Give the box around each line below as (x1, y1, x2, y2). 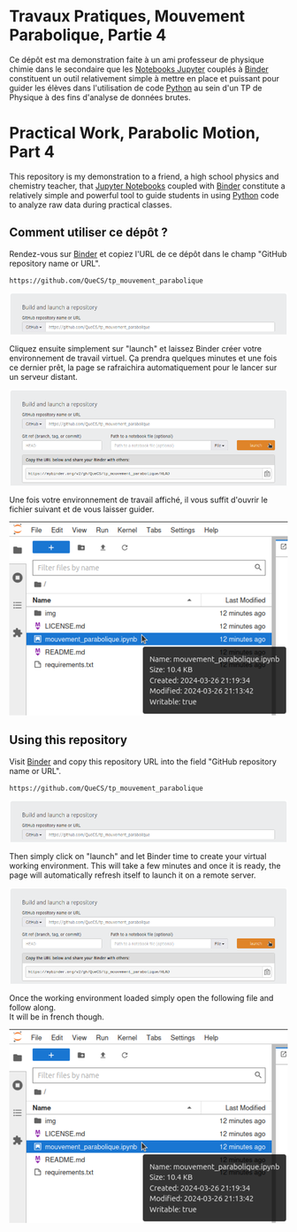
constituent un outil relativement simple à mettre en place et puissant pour (9, 73, 280, 83)
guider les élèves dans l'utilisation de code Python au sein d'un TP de (9, 82, 263, 93)
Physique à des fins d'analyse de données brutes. (9, 91, 192, 103)
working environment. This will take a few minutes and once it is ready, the (9, 860, 281, 871)
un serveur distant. (9, 371, 78, 382)
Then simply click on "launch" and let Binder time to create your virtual (9, 850, 267, 861)
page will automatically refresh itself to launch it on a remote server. (9, 870, 256, 880)
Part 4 (9, 142, 55, 162)
